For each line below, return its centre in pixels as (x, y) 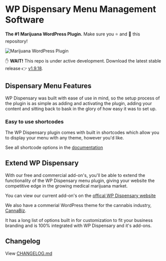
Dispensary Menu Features (48, 86)
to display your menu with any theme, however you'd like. (65, 138)
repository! (17, 41)
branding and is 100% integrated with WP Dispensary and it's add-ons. (78, 225)
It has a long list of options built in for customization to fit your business (79, 220)
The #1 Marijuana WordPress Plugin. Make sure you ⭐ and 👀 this (73, 34)
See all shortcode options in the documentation (54, 147)
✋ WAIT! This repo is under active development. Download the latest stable (83, 60)
